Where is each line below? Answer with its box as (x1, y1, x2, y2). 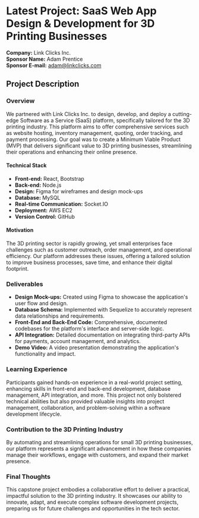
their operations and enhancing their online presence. (6, 148, 138, 155)
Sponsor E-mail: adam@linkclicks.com (6, 61, 102, 69)
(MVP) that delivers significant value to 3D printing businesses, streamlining (6, 142, 192, 149)
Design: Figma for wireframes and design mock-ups (14, 187, 144, 194)
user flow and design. (14, 300, 68, 307)
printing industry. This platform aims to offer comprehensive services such (6, 123, 189, 130)
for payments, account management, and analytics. (14, 338, 141, 345)
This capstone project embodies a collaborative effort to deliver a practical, (6, 486, 190, 493)
